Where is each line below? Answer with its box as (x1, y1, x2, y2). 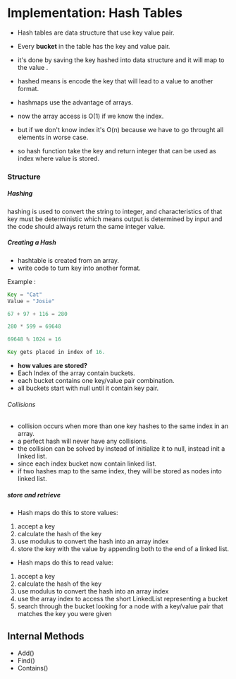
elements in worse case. (17, 133, 89, 141)
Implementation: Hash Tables (7, 5, 183, 21)
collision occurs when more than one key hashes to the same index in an (17, 422, 229, 430)
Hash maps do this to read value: (17, 558, 114, 567)
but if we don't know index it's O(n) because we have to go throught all (17, 125, 224, 134)
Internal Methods (7, 630, 85, 642)
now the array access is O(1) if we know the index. (17, 112, 164, 120)
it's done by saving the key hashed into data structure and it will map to (17, 55, 225, 64)
